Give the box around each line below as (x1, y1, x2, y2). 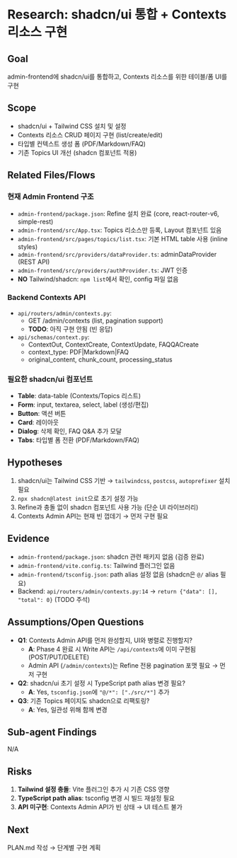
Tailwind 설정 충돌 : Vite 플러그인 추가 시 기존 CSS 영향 (17, 785, 170, 794)
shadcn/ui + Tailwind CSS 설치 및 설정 (17, 122, 127, 130)
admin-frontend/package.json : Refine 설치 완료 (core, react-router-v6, (17, 209, 219, 218)
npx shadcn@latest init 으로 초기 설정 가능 (17, 494, 139, 502)
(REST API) (17, 257, 50, 266)
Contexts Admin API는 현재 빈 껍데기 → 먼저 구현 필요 (17, 511, 168, 520)
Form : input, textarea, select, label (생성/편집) (17, 400, 149, 409)
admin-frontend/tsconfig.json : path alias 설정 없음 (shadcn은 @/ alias (17, 570, 219, 579)
